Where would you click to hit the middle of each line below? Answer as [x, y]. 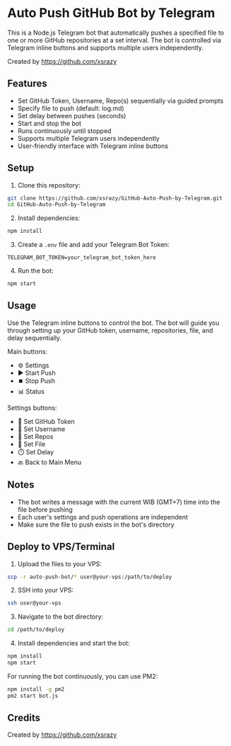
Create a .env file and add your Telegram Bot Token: [94, 245]
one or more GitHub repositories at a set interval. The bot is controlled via [114, 40]
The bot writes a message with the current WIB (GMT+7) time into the [119, 502]
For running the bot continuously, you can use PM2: [83, 676]
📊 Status [31, 391]
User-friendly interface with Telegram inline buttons [93, 146]
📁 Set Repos [35, 436]
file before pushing [45, 509]
